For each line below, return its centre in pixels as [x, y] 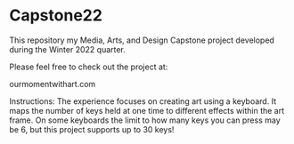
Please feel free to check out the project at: [89, 67]
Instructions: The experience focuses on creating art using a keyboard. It [143, 101]
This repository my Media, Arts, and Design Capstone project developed [142, 40]
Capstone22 [56, 16]
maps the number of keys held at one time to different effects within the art [147, 110]
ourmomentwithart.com [53, 84]
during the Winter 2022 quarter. [68, 49]
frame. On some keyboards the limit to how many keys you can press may [145, 120]
